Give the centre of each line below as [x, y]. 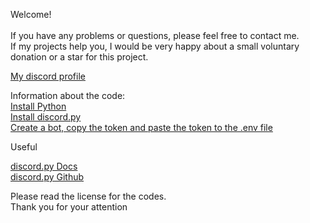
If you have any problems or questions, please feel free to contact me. [155, 35]
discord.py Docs [44, 166]
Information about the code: [68, 95]
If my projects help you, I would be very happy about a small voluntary [155, 46]
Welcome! [31, 14]
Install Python [38, 106]
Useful [24, 147]
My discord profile [48, 76]
